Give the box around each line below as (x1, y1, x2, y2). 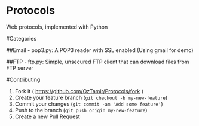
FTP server (6, 64, 34, 72)
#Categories (6, 35, 37, 42)
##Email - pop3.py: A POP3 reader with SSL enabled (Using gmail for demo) (6, 46, 194, 54)
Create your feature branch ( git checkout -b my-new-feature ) (14, 94, 168, 101)
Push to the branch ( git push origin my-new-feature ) (14, 106, 148, 113)
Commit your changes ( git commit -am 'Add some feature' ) (14, 100, 163, 107)
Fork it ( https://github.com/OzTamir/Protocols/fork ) (14, 87, 144, 94)
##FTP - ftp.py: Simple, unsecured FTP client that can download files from (6, 58, 189, 65)
